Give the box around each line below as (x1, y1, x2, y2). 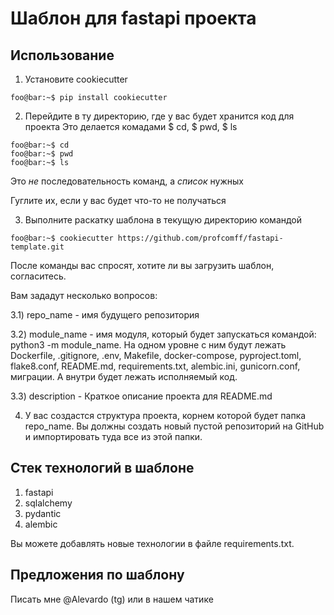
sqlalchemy (24, 497, 73, 509)
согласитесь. (10, 270, 67, 282)
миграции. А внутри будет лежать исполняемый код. (10, 371, 238, 382)
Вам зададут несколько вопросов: (10, 290, 158, 301)
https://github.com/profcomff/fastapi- (117, 233, 284, 243)
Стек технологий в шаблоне (10, 460, 195, 477)
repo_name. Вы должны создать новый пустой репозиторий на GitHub (24, 420, 325, 432)
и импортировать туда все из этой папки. (24, 431, 203, 442)
